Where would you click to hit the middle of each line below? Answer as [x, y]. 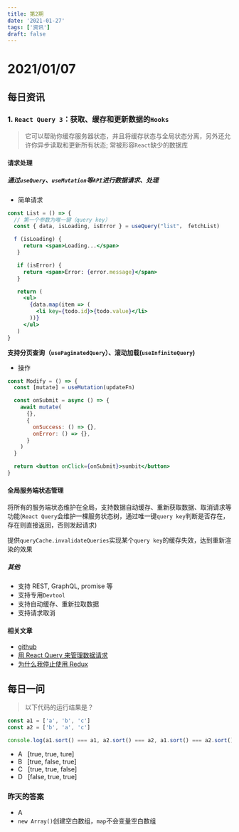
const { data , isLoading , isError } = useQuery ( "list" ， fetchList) [117, 226]
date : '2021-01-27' [36, 21]
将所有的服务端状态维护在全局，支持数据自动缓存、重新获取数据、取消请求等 [119, 508]
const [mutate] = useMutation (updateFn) [74, 388]
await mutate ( [41, 407]
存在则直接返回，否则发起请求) [52, 525]
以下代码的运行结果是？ [59, 707]
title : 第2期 [26, 14]
